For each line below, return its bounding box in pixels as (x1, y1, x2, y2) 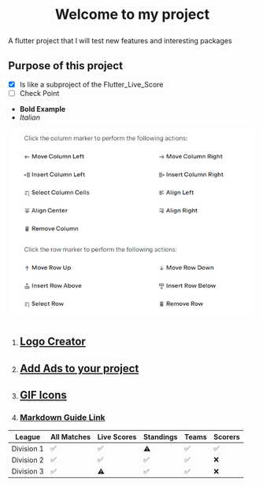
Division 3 (11, 466, 45, 477)
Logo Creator (19, 335, 87, 348)
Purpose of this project (8, 59, 124, 72)
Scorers (213, 432, 240, 441)
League (15, 432, 41, 441)
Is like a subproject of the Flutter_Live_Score (19, 80, 164, 89)
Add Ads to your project (19, 362, 139, 375)
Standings (143, 432, 178, 441)
